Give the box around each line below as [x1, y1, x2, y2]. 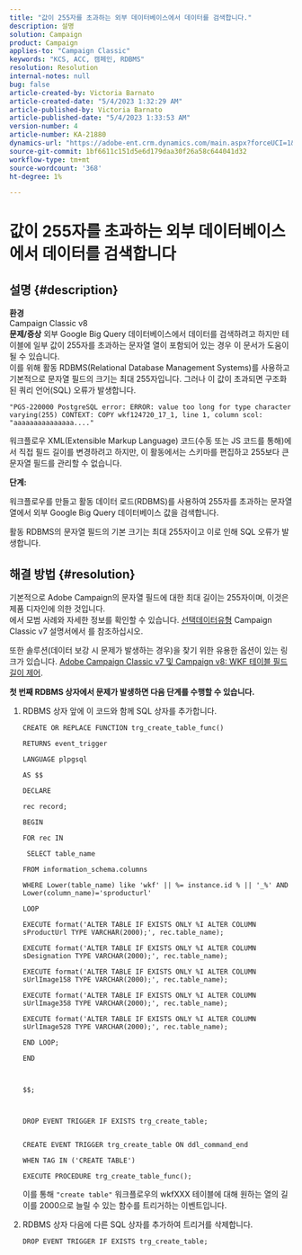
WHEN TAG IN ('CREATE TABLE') [22, 1156, 137, 1165]
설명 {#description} [9, 282, 119, 298]
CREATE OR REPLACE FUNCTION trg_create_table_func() [22, 724, 225, 733]
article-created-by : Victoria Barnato [9, 88, 155, 97]
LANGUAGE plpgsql [22, 755, 88, 764]
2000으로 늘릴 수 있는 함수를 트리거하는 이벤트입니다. [39, 1200, 227, 1211]
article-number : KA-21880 [9, 130, 106, 139]
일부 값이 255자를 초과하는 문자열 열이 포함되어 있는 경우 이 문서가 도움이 [32, 340, 289, 351]
